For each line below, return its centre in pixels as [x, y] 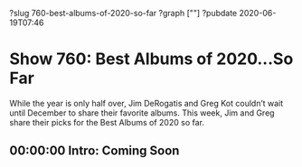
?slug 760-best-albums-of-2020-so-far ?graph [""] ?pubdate [123, 13]
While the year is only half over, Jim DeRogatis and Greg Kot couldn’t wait [146, 103]
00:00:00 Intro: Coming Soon [94, 151]
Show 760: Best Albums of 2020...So [151, 59]
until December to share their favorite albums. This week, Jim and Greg [142, 113]
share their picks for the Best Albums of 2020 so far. [107, 122]
